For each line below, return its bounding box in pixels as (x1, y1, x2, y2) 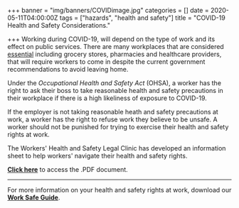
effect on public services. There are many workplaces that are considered (7, 43, 224, 50)
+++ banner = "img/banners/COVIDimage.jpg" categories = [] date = (7, 6, 209, 14)
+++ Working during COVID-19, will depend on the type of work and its (7, 35, 216, 43)
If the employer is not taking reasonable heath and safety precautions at (7, 108, 218, 116)
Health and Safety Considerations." (7, 21, 111, 29)
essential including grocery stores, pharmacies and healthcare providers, (7, 50, 222, 58)
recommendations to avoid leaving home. (7, 65, 129, 73)
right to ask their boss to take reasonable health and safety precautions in (7, 87, 224, 94)
